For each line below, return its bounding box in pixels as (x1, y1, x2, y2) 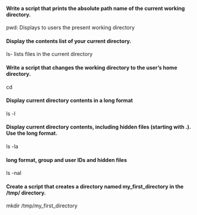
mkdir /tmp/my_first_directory (6, 202, 78, 209)
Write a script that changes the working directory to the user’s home (6, 64, 178, 71)
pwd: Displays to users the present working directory (6, 24, 135, 31)
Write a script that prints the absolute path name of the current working (6, 5, 185, 12)
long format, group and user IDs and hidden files (6, 156, 127, 163)
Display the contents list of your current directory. (6, 37, 132, 44)
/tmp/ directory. (6, 189, 46, 196)
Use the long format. (6, 130, 58, 137)
